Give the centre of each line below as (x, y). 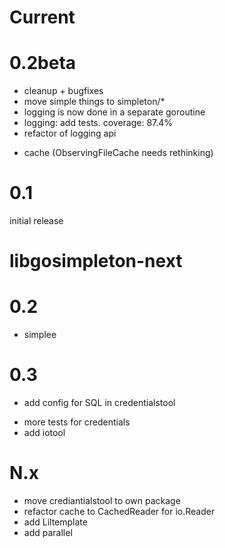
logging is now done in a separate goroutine (114, 112)
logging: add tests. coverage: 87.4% (98, 123)
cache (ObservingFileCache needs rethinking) (118, 153)
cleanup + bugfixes (63, 91)
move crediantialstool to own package (102, 501)
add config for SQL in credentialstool (99, 403)
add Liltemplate (55, 522)
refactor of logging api (70, 133)
